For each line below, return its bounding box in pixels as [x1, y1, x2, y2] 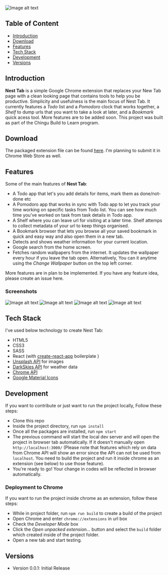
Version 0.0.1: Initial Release [12, 565, 70, 571]
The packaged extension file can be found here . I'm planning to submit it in [5, 148, 161, 154]
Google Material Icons [12, 374, 59, 380]
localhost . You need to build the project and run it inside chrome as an [12, 455, 159, 461]
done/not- [140, 190, 161, 197]
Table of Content [5, 19, 59, 28]
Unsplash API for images [12, 358, 64, 365]
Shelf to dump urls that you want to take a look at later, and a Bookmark [5, 109, 154, 115]
